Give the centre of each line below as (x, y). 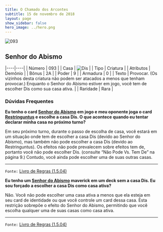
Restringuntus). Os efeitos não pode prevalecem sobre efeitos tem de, (75, 147)
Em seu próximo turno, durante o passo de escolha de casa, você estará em (81, 132)
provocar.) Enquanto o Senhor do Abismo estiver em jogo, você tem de (76, 83)
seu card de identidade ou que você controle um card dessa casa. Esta (76, 200)
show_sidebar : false (26, 23)
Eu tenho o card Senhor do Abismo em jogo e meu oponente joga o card (79, 112)
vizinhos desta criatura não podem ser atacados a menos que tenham (75, 78)
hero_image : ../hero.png (30, 28)
